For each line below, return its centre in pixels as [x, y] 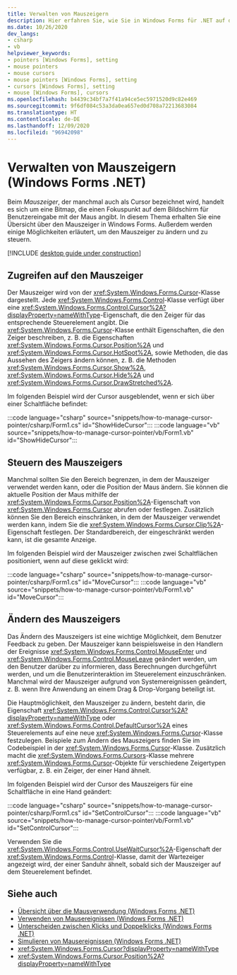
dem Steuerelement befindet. [50, 872]
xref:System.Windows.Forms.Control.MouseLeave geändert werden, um [112, 659]
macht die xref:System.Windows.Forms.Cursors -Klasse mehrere [101, 755]
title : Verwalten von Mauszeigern [58, 14]
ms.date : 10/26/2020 [38, 27]
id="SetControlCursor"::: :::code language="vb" [152, 813]
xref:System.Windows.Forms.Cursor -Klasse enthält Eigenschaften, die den [116, 330]
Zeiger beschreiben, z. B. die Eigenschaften [71, 337]
